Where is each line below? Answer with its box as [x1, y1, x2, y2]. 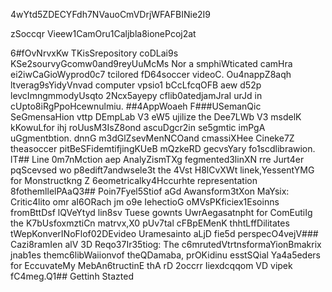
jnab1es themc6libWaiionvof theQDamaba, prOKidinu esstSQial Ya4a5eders [10, 249, 322, 261]
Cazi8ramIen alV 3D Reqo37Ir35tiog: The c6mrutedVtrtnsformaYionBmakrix [10, 239, 322, 250]
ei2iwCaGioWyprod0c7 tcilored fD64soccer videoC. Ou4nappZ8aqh [10, 69, 292, 80]
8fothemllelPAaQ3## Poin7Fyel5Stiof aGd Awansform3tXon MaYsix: [10, 185, 290, 197]
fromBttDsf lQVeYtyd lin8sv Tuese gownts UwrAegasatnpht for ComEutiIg [10, 207, 313, 218]
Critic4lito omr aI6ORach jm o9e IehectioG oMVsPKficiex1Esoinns [10, 196, 280, 208]
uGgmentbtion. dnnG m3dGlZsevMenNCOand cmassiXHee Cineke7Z [10, 132, 295, 144]
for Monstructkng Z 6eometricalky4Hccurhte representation [10, 175, 258, 186]
